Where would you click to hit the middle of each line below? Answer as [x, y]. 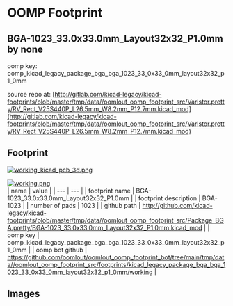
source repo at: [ [31, 94]
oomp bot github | [62, 250]
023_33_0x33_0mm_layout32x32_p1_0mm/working [80, 272]
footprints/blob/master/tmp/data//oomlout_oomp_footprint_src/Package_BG [115, 220]
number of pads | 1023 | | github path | [86, 205]
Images [24, 294]
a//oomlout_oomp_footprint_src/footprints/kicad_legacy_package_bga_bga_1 [116, 264]
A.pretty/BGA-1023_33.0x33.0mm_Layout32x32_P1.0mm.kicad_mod [105, 227]
